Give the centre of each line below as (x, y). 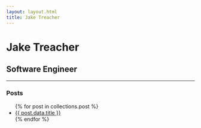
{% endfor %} (32, 119)
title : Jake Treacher (33, 17)
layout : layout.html (32, 12)
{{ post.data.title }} (38, 112)
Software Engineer (42, 69)
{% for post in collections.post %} (57, 106)
